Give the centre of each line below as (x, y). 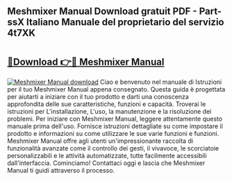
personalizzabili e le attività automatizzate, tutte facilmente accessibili (107, 156)
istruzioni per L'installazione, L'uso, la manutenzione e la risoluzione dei (109, 111)
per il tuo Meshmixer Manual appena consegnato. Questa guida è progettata (116, 89)
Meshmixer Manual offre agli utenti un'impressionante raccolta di (100, 141)
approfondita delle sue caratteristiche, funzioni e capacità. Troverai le (107, 104)
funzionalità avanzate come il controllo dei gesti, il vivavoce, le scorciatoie (113, 148)
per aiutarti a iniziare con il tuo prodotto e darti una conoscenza (98, 97)
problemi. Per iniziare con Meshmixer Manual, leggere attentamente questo (115, 119)
